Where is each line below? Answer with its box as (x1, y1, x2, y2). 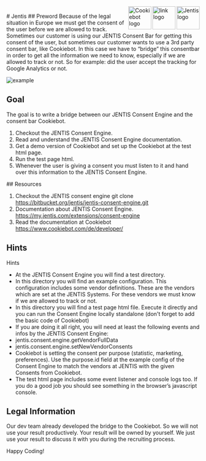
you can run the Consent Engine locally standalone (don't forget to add (15, 310, 195, 317)
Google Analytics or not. (6, 65, 67, 72)
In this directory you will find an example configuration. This (15, 277, 167, 285)
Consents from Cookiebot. (15, 369, 82, 376)
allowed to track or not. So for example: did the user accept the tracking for (6, 58, 197, 65)
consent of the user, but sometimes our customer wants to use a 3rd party (6, 39, 194, 45)
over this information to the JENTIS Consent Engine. (15, 168, 147, 176)
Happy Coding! (6, 447, 45, 455)
